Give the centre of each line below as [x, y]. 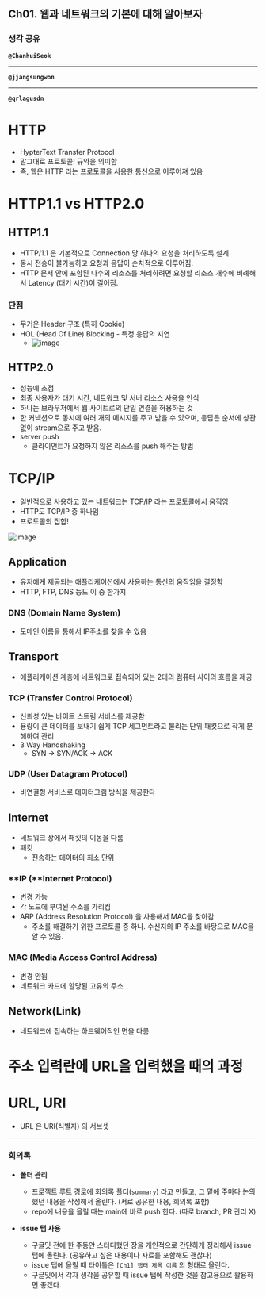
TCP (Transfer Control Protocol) [70, 698]
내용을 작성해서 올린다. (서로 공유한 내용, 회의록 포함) [128, 1201]
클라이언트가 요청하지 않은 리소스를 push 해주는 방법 [112, 446]
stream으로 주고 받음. [68, 428]
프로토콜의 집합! [44, 521]
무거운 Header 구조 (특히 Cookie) [72, 324]
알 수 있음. [47, 936]
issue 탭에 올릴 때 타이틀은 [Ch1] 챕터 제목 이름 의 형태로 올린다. [130, 1264]
